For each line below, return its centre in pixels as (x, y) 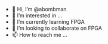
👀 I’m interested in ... (37, 15)
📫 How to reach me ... (39, 35)
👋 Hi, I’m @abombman (39, 9)
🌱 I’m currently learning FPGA (48, 22)
